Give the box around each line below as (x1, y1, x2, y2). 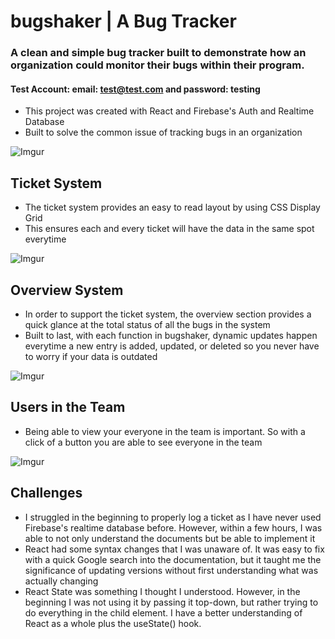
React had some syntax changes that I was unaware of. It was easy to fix (24, 543, 325, 555)
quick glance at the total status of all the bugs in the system (24, 318, 271, 330)
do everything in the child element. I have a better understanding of (24, 606, 303, 619)
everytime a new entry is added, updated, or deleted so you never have (24, 340, 320, 352)
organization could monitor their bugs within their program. (10, 58, 305, 72)
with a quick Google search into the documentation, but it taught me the (24, 553, 322, 565)
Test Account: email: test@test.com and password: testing (10, 83, 261, 95)
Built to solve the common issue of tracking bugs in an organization (24, 126, 303, 139)
